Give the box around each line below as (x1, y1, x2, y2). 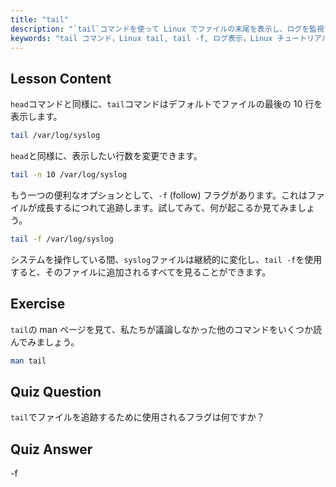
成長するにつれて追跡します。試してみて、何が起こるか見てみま (36, 201, 298, 213)
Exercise (10, 296, 66, 313)
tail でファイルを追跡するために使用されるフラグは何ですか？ (10, 411, 265, 423)
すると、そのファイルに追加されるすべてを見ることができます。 (10, 266, 272, 278)
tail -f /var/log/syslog (10, 234, 114, 244)
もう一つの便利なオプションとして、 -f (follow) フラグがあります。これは (10, 189, 308, 201)
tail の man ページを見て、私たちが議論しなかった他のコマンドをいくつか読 (10, 323, 322, 335)
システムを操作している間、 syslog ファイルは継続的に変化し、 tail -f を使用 (10, 253, 323, 265)
